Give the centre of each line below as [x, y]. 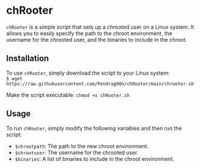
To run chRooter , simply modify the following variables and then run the [94, 128]
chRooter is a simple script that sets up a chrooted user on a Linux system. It [100, 27]
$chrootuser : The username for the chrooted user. [77, 152]
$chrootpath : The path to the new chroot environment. [81, 146]
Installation [28, 58]
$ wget [14, 78]
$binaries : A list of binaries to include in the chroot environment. [95, 158]
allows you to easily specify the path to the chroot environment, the [89, 33]
